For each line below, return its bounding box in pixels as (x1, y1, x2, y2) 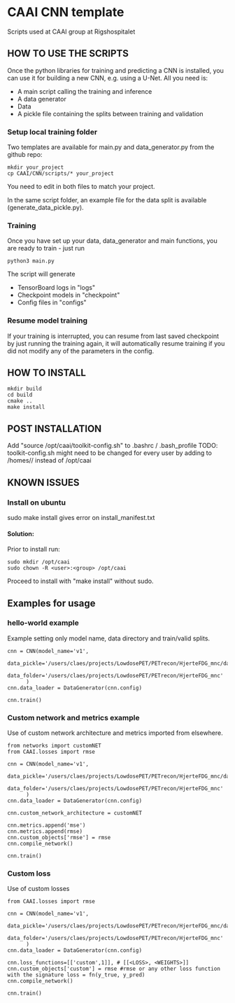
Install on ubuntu (7, 498, 66, 507)
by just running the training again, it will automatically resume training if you (7, 339, 225, 347)
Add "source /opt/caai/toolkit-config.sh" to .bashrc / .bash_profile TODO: (7, 442, 218, 450)
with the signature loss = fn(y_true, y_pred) (7, 972, 145, 979)
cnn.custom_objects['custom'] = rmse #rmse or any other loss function (7, 965, 220, 973)
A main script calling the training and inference (17, 87, 152, 95)
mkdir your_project (7, 164, 64, 171)
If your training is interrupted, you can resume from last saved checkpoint (7, 332, 219, 340)
